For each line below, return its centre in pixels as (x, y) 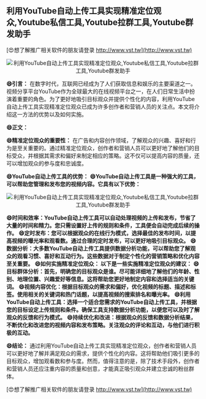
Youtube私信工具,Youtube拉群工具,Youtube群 (105, 22)
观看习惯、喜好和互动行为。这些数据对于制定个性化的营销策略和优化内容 (108, 256)
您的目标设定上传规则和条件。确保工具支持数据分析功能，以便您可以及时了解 (103, 310)
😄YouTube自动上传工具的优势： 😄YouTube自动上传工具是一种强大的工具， (103, 176)
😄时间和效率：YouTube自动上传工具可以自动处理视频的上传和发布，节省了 (101, 218)
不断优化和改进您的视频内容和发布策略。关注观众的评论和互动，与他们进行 (100, 325)
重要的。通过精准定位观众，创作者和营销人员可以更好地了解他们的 (111, 148)
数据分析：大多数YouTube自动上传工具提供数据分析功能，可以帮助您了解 (98, 248)
